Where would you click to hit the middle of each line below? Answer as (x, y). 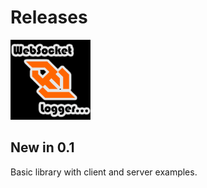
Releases (49, 17)
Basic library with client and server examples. (104, 172)
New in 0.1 (42, 147)
